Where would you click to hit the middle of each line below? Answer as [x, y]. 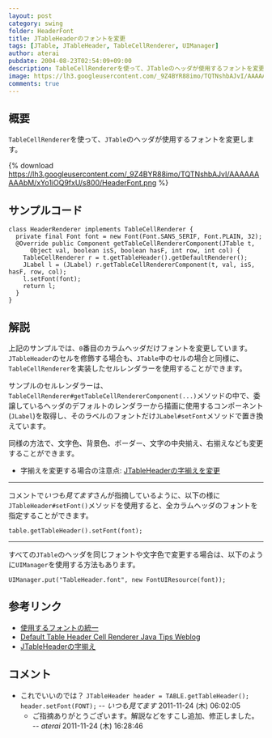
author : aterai [34, 53]
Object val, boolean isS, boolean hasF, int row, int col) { [135, 251]
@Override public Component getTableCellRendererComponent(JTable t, [135, 244]
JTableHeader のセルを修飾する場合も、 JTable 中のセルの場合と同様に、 [126, 358]
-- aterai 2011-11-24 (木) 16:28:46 [87, 726]
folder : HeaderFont [41, 31]
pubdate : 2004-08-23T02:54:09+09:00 [70, 61]
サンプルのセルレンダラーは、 [58, 385]
